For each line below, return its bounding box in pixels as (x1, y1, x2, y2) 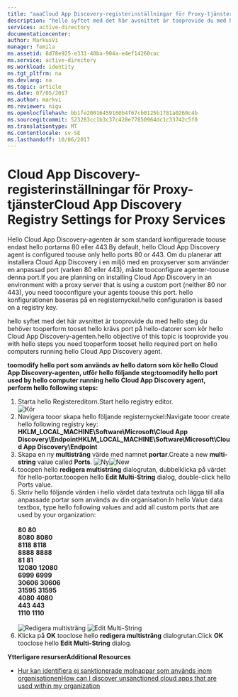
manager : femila (7, 43, 55, 50)
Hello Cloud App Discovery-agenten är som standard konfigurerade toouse (7, 235, 227, 244)
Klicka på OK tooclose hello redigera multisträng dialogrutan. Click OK (17, 632, 224, 640)
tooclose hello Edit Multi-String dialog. (17, 639, 132, 647)
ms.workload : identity (7, 63, 74, 70)
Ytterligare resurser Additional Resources (7, 653, 131, 661)
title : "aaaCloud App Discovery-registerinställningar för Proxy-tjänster (7, 10, 233, 18)
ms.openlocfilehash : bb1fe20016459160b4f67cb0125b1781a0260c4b (7, 109, 198, 117)
